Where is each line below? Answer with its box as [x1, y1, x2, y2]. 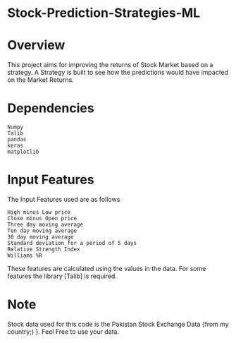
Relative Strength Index [7, 246, 80, 253]
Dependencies [7, 100, 94, 116]
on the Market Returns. [7, 76, 74, 84]
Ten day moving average [7, 227, 77, 234]
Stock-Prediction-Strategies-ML [7, 5, 201, 21]
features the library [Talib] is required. [7, 272, 118, 280]
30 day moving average [7, 234, 74, 241]
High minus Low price [7, 209, 71, 216]
